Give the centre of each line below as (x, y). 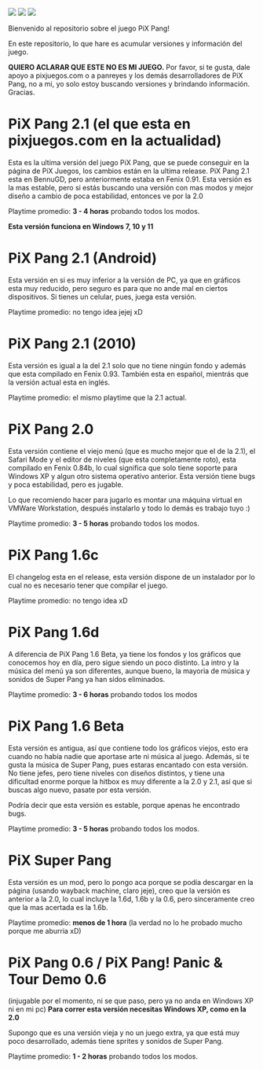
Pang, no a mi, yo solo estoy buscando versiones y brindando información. (129, 84)
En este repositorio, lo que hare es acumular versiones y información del (125, 44)
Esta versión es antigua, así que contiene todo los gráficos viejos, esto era (128, 748)
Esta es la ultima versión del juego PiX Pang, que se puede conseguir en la (129, 162)
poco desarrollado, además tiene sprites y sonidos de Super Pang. (116, 1041)
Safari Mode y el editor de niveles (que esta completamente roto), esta (122, 459)
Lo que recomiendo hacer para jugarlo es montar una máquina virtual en (125, 499)
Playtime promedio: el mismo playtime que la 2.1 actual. (97, 397)
